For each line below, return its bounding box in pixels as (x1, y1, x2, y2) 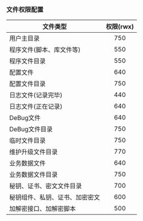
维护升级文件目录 (9, 148, 59, 156)
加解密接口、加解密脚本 (9, 205, 77, 213)
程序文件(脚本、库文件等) (9, 45, 81, 54)
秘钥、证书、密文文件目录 (9, 182, 83, 190)
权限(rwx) (106, 22, 135, 31)
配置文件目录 (9, 80, 46, 88)
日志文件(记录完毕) (9, 91, 63, 99)
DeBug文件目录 (9, 125, 53, 134)
